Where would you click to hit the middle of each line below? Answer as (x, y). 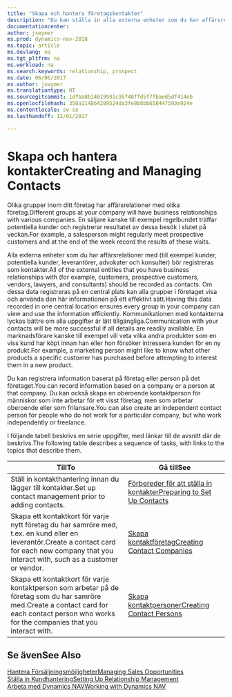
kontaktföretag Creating (165, 542)
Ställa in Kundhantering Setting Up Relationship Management (93, 679)
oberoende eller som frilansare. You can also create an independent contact (115, 407)
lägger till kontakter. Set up (53, 487)
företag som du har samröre (56, 596)
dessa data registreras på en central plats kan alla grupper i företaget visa (112, 291)
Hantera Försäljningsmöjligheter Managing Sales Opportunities (96, 672)
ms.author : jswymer (35, 84)
